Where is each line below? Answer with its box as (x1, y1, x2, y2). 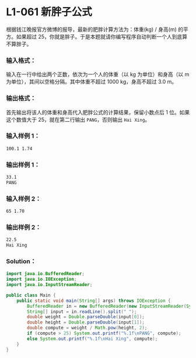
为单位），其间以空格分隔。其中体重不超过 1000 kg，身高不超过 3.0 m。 (6, 78, 177, 85)
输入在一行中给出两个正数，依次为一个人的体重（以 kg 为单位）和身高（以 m (6, 71, 190, 78)
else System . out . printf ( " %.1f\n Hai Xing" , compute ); (27, 336, 158, 342)
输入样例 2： (6, 194, 41, 202)
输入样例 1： (6, 132, 40, 140)
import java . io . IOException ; (6, 276, 77, 283)
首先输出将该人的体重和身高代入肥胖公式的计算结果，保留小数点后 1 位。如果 (6, 109, 190, 116)
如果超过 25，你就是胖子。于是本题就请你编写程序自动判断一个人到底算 (16, 33, 188, 40)
